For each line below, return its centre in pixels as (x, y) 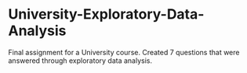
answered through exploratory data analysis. (80, 61)
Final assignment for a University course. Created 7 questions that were (124, 52)
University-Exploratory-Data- (106, 14)
